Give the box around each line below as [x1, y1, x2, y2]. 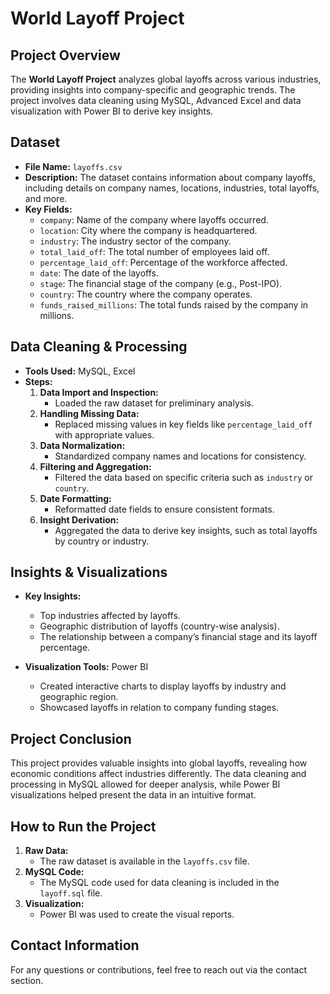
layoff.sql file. [39, 887, 103, 899]
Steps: [24, 375, 53, 387]
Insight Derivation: [39, 513, 120, 526]
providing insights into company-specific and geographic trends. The [10, 84, 296, 96]
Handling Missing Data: [39, 407, 140, 419]
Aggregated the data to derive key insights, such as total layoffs [54, 524, 318, 536]
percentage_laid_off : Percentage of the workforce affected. [39, 256, 288, 268]
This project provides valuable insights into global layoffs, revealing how [10, 757, 308, 769]
